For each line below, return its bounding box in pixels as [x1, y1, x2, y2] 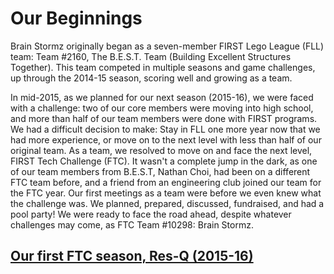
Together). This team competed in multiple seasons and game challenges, [10, 61, 316, 73]
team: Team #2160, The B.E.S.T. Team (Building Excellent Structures [10, 50, 292, 62]
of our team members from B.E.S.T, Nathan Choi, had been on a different [10, 165, 311, 177]
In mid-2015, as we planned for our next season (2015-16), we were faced [10, 91, 314, 103]
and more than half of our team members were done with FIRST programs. [10, 112, 318, 124]
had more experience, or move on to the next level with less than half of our [10, 133, 322, 146]
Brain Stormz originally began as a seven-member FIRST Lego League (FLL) [10, 40, 325, 52]
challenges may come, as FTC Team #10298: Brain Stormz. [10, 218, 254, 231]
